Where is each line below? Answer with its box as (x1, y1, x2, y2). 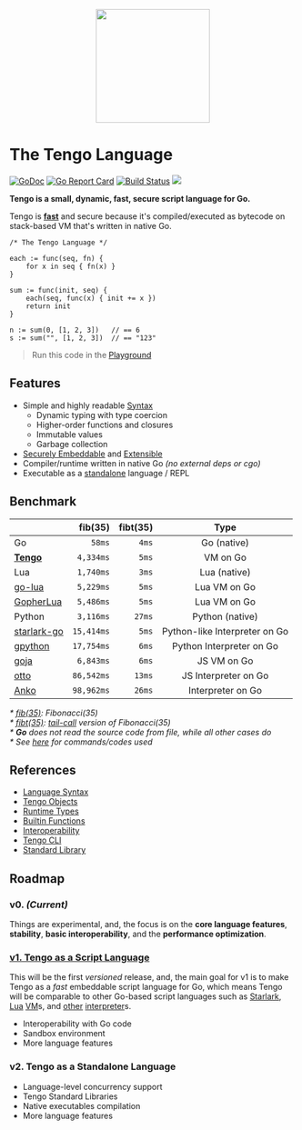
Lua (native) (199, 565, 252, 578)
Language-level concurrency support (22, 1081, 163, 1092)
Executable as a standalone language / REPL (22, 467, 190, 478)
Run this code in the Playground (31, 349, 152, 360)
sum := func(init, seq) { (9, 285, 107, 295)
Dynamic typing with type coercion (35, 409, 168, 420)
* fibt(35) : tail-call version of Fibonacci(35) (9, 716, 171, 727)
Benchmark (9, 494, 77, 509)
